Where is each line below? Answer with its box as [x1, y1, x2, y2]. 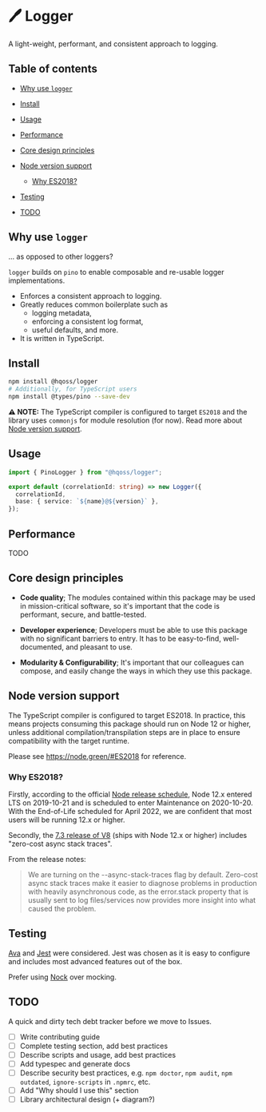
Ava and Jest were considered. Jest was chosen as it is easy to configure [8, 948, 250, 958]
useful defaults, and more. [31, 325, 118, 335]
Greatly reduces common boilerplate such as [19, 300, 169, 309]
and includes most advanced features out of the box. [8, 956, 183, 966]
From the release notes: [8, 854, 86, 864]
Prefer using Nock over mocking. [8, 972, 117, 982]
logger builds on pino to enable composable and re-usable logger [8, 267, 224, 276]
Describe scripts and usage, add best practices [19, 1050, 177, 1059]
